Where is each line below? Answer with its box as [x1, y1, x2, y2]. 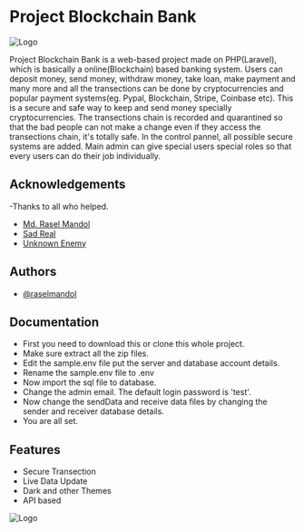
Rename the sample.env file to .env [22, 368, 154, 379]
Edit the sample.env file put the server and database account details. [22, 358, 280, 369]
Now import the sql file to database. [22, 377, 157, 388]
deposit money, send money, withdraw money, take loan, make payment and [9, 73, 297, 84]
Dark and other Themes [22, 486, 112, 497]
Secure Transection [22, 466, 97, 478]
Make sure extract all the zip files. [22, 348, 150, 360]
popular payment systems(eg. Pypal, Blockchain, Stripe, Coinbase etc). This [9, 93, 294, 103]
